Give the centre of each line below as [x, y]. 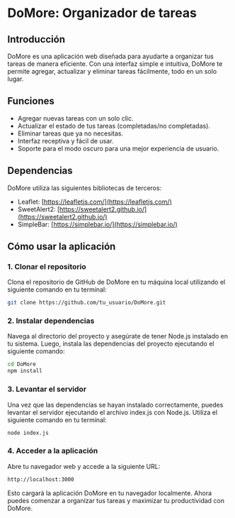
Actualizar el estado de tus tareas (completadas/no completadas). [114, 126]
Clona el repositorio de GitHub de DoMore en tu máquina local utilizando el [116, 282]
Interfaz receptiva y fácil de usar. [65, 140]
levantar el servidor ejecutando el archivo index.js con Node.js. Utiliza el [113, 412]
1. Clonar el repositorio [47, 266]
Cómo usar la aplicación [62, 247]
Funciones [31, 101]
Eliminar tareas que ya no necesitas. [70, 133]
